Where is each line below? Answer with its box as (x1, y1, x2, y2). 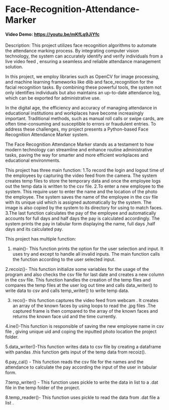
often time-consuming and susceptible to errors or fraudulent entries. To (5, 121, 156, 127)
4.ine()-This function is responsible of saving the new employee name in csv (5, 323, 164, 329)
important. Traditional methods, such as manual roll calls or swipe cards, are (5, 115, 164, 122)
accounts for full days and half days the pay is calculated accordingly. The (5, 215, 160, 221)
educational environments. (5, 157, 61, 163)
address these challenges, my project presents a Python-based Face (5, 126, 149, 132)
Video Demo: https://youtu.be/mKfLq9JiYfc (5, 31, 100, 37)
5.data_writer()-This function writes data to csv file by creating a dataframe (5, 344, 161, 350)
